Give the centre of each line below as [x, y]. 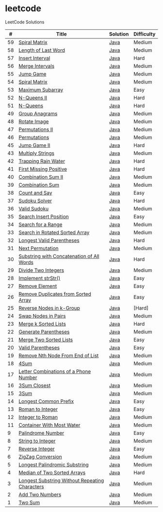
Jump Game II [34, 145]
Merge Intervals [37, 66]
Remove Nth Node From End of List [59, 355]
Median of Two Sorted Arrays [52, 473]
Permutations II [36, 129]
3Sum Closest [35, 385]
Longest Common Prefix [46, 401]
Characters [31, 487]
